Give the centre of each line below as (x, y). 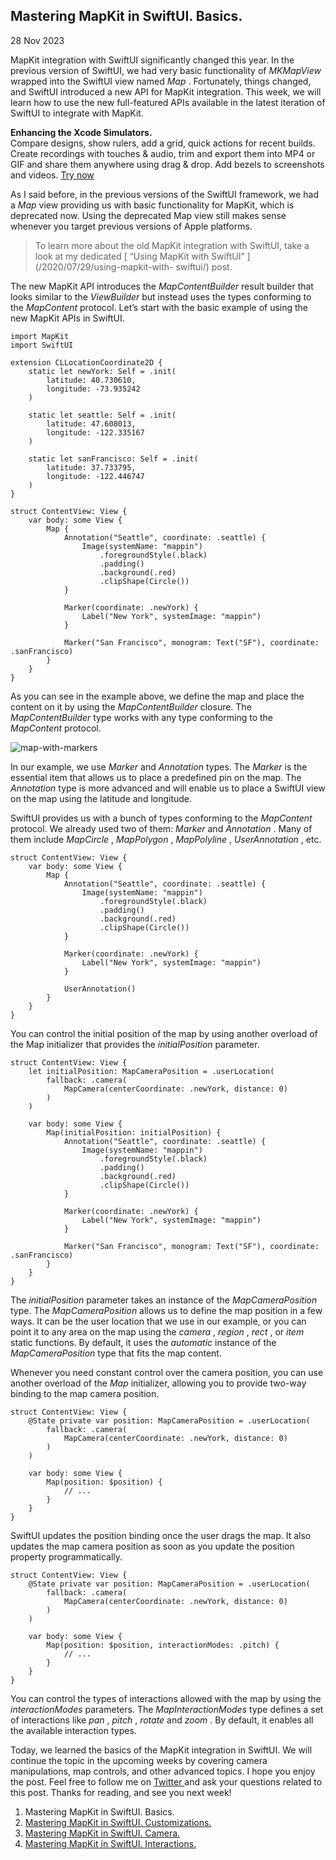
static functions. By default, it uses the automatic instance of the (143, 1342)
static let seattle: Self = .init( (102, 415)
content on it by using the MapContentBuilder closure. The (131, 706)
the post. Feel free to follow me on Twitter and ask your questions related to (166, 1781)
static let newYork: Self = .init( (102, 371)
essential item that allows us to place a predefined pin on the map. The (156, 777)
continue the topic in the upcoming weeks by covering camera (139, 1760)
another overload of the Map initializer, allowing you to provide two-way (158, 1383)
